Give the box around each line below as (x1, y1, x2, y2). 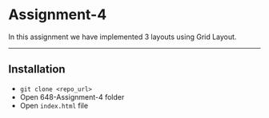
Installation (8, 62, 66, 77)
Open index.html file (19, 100, 89, 110)
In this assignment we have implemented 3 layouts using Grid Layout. (8, 32, 237, 41)
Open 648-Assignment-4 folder (19, 92, 125, 101)
